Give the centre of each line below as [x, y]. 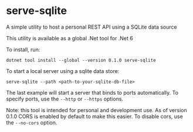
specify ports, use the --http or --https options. [65, 99]
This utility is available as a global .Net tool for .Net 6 [70, 38]
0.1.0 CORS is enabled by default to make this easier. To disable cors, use [94, 116]
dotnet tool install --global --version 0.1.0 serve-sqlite [81, 60]
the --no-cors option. [32, 122]
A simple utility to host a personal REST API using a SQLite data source [92, 27]
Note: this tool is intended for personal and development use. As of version [97, 110]
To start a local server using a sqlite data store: [63, 71]
